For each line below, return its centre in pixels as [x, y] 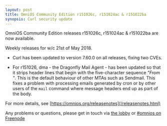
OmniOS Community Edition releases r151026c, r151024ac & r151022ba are [82, 33]
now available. [20, 38]
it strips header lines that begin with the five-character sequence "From [86, 73]
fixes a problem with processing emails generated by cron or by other [84, 83]
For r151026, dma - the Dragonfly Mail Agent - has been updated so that [86, 67]
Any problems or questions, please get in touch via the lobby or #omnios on [83, 113]
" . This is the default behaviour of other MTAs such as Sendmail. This [84, 78]
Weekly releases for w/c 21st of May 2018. [49, 48]
